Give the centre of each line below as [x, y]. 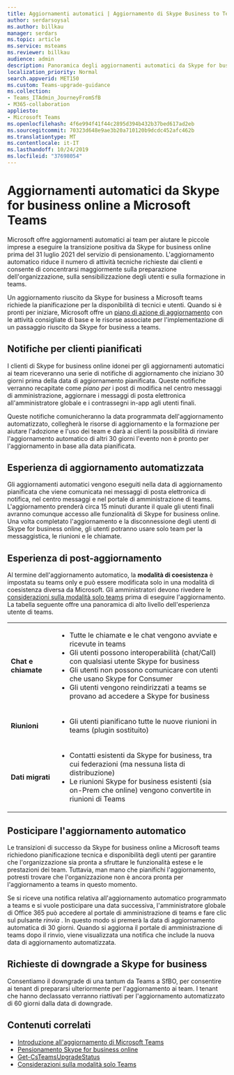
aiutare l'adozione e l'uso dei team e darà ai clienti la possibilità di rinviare [113, 431]
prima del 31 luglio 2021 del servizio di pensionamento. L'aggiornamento [111, 254]
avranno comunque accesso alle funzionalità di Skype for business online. [114, 514]
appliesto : [23, 111]
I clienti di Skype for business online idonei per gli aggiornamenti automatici [116, 366]
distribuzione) [92, 773]
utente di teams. [30, 612]
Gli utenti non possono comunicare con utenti [143, 670]
